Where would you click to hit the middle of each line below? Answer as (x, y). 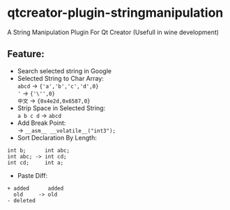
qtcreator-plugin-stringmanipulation (115, 13)
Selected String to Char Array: (61, 78)
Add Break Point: (41, 123)
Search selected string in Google (64, 70)
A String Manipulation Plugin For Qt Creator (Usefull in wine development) (113, 32)
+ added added (36, 188)
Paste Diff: (32, 175)
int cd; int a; (36, 163)
